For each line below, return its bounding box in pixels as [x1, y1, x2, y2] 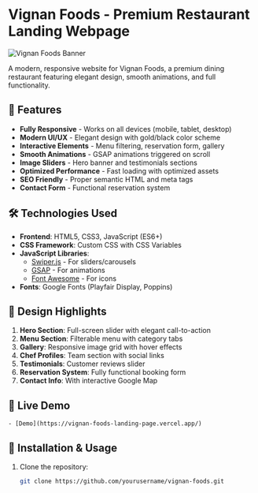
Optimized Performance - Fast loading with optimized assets [19, 166, 219, 175]
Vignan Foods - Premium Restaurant [8, 6, 250, 24]
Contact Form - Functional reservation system [19, 183, 171, 192]
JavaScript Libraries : [19, 248, 90, 258]
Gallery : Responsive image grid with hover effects [19, 342, 182, 352]
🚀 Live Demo [8, 398, 71, 412]
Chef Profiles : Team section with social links [19, 351, 165, 360]
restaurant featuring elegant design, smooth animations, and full [8, 72, 216, 81]
